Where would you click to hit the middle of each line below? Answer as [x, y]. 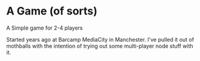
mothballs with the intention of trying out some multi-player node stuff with [100, 46]
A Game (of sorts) [52, 11]
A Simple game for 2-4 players [45, 28]
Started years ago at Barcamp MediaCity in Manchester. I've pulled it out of [100, 39]
